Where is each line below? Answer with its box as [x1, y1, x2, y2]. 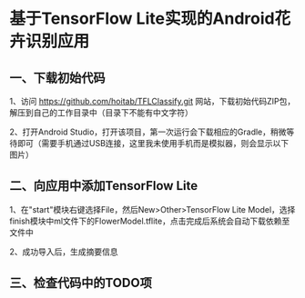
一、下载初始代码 [9, 70, 106, 85]
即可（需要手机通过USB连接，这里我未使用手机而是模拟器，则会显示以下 [16, 138, 290, 148]
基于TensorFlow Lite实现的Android [9, 8, 275, 29]
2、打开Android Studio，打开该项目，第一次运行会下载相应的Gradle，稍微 [9, 126, 287, 137]
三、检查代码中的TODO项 [9, 275, 152, 291]
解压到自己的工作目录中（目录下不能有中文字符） [9, 107, 193, 118]
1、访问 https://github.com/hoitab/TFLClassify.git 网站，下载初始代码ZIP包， [9, 96, 296, 106]
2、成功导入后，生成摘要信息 [9, 246, 118, 257]
